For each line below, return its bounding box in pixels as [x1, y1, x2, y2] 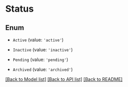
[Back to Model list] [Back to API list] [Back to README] [5, 76, 123, 82]
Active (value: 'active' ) [12, 37, 64, 43]
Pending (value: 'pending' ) [12, 56, 68, 63]
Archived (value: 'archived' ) [12, 67, 73, 72]
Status [5, 3, 34, 15]
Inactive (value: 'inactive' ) [12, 47, 73, 52]
